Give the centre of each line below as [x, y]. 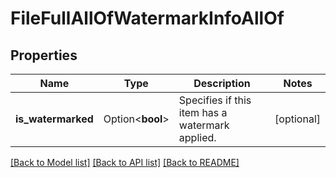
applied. [197, 137]
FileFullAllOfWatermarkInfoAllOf [147, 18]
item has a [203, 112]
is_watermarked [54, 119]
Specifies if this [215, 100]
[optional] [297, 119]
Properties [44, 55]
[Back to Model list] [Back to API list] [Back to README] [125, 162]
